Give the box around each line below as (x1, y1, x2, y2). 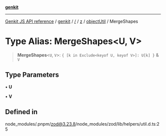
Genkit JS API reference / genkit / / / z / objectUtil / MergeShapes (5, 18, 138, 24)
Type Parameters (5, 71, 59, 79)
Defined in (5, 108, 38, 116)
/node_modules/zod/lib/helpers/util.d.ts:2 (75, 121, 160, 127)
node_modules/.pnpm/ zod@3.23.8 (5, 121, 76, 127)
